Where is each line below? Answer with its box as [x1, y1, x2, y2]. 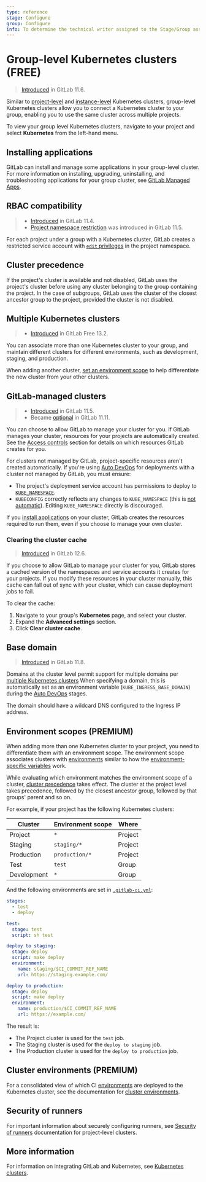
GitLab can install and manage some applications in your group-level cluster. [6, 163, 200, 171]
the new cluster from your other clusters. [6, 373, 110, 381]
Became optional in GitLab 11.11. [30, 414, 110, 421]
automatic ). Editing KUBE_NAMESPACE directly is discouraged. [15, 502, 164, 509]
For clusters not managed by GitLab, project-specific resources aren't [6, 457, 183, 464]
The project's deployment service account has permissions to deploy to [15, 482, 197, 490]
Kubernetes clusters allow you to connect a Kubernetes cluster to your [6, 104, 185, 112]
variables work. [28, 762, 67, 770]
